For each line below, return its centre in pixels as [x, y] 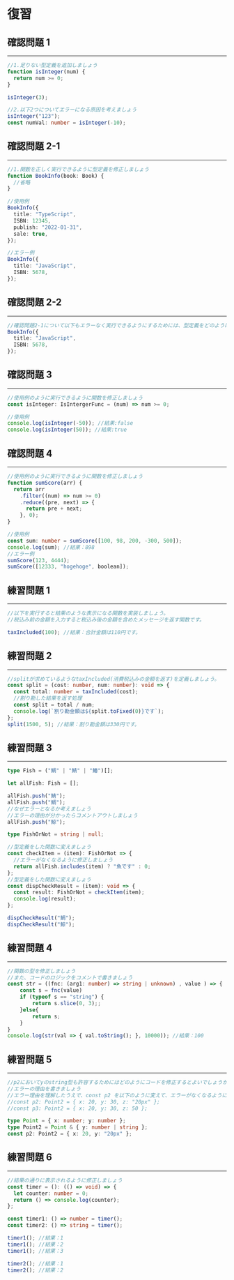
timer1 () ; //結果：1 [36, 1238]
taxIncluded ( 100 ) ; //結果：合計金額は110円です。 [74, 632]
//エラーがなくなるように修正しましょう [63, 860]
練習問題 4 [30, 948]
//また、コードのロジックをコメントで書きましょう [70, 977]
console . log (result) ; [45, 899]
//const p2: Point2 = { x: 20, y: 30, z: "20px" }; [84, 1102]
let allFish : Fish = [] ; [43, 783]
